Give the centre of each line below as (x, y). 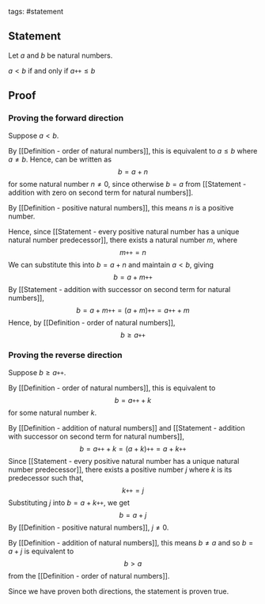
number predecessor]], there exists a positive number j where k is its (120, 469)
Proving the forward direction (66, 118)
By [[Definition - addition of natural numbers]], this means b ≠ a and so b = (131, 542)
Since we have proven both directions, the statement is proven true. (119, 591)
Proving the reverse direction (65, 355)
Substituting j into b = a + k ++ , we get (69, 503)
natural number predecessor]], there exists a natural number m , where (123, 240)
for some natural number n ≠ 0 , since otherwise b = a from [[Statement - (127, 184)
